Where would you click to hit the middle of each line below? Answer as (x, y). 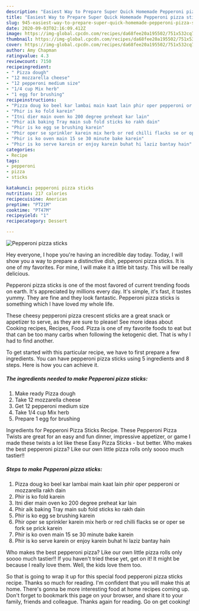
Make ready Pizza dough (45, 393)
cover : (14, 45)
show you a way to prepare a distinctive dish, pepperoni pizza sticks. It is (95, 261)
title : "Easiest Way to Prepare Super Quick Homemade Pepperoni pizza (95, 17)
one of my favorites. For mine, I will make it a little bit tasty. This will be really (99, 267)
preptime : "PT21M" (29, 205)
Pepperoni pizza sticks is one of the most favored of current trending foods (98, 285)
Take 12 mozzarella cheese (48, 400)
